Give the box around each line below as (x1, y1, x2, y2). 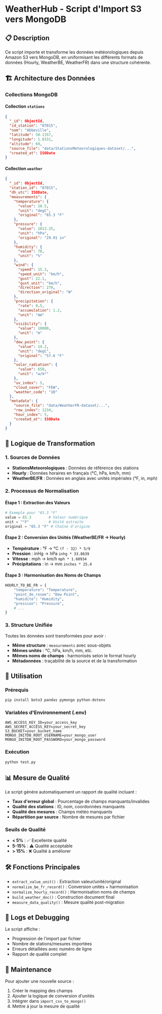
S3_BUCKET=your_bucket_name (5, 729, 62, 734)
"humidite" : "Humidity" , (14, 596, 64, 601)
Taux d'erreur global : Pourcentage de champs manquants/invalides (12, 798, 150, 804)
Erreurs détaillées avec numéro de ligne (12, 946, 92, 952)
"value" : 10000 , (18, 326, 51, 331)
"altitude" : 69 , (9, 141, 42, 146)
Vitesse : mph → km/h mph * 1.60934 (12, 556, 87, 561)
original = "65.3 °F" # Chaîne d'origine (5, 524, 90, 529)
